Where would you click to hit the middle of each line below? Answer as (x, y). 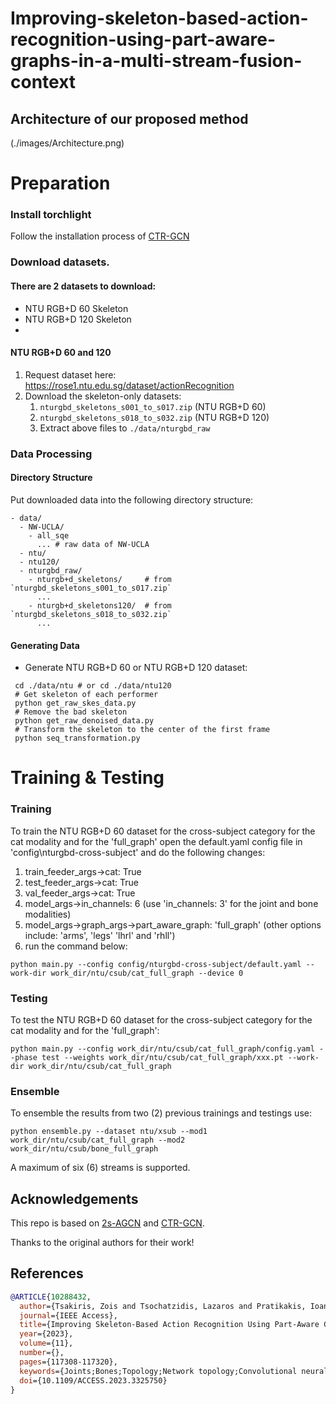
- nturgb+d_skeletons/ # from (100, 579)
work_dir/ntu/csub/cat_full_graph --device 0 (147, 973)
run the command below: (76, 946)
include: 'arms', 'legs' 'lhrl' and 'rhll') (100, 935)
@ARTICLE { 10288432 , (51, 1297)
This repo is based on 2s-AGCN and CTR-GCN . (107, 1223)
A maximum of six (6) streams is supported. (100, 1168)
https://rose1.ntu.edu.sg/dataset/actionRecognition (129, 385)
